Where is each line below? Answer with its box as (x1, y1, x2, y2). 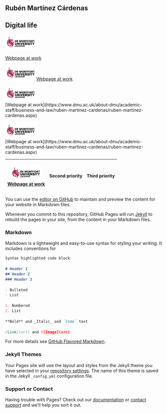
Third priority (86, 173, 115, 179)
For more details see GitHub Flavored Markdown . (5, 339, 106, 345)
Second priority (49, 173, 83, 179)
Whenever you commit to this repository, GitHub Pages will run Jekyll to (5, 211, 153, 217)
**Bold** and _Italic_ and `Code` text (5, 319, 88, 324)
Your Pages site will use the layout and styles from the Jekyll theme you (5, 362, 153, 368)
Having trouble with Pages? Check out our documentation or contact (5, 397, 146, 403)
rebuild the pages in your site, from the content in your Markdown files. (5, 216, 151, 222)
